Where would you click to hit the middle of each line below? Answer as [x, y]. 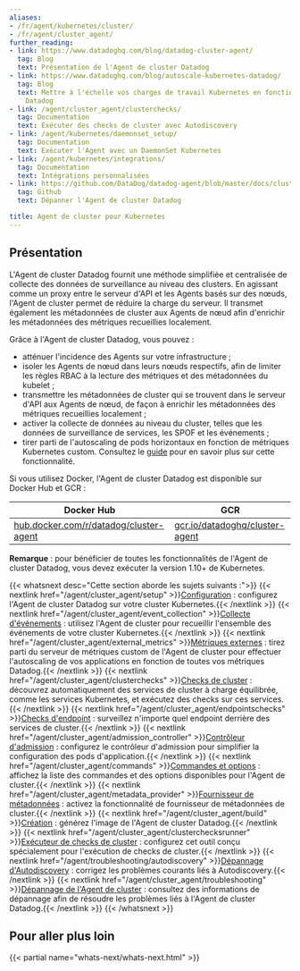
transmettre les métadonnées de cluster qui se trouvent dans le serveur [154, 394]
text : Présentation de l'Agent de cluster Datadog [113, 68]
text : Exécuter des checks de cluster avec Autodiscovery [128, 126]
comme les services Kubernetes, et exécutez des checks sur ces [129, 699]
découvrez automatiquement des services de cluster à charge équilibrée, [144, 689]
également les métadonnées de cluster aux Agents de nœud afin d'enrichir [147, 312]
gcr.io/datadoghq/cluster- [229, 525]
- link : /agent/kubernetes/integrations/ [87, 159]
